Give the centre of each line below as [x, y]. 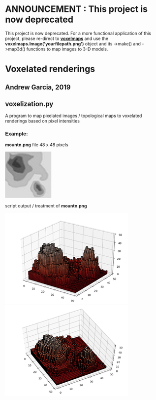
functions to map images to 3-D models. [67, 49]
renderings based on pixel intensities [43, 121]
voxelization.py [29, 104]
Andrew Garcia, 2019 [38, 87]
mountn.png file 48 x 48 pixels [37, 145]
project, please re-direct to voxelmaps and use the [57, 39]
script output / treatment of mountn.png [46, 205]
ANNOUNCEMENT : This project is [76, 9]
